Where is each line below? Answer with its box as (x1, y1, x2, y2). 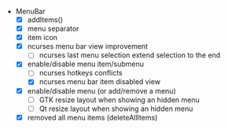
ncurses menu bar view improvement (27, 42, 148, 51)
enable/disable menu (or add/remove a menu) (27, 86, 176, 95)
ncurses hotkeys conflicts (39, 68, 123, 78)
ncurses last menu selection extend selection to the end (39, 50, 221, 60)
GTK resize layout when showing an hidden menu (39, 94, 200, 105)
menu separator (27, 24, 79, 34)
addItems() (27, 15, 64, 24)
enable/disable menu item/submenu (27, 59, 144, 69)
